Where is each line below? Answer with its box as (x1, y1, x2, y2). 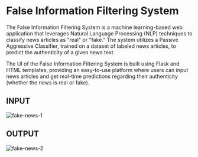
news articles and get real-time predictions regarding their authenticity (6, 73, 178, 80)
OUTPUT (6, 129, 40, 139)
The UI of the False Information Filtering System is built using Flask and (6, 60, 180, 67)
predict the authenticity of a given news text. (6, 48, 115, 55)
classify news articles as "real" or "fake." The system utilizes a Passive (6, 36, 178, 43)
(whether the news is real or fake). (6, 78, 90, 86)
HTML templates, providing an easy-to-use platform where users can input (6, 66, 189, 73)
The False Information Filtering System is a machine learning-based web (6, 24, 183, 31)
